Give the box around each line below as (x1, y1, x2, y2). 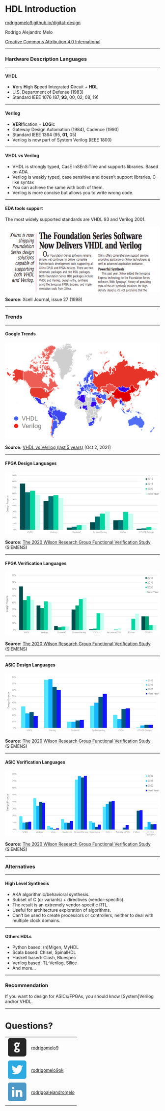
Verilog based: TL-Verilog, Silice (12, 960, 77, 966)
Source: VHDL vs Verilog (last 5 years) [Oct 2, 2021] (5, 444, 111, 450)
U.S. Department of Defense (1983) (12, 89, 84, 95)
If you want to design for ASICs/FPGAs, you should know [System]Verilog (5, 993, 154, 999)
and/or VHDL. (5, 998, 33, 1004)
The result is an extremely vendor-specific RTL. (12, 902, 109, 908)
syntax (20, 179, 34, 185)
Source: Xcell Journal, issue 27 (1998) (5, 297, 82, 302)
